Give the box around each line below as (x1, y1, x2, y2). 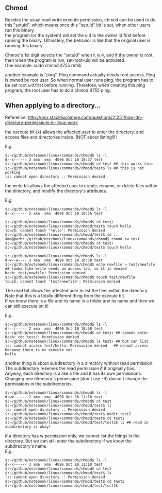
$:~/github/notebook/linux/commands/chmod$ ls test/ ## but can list (5, 339, 149, 344)
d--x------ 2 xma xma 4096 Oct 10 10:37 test (5, 157, 103, 162)
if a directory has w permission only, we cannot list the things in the (5, 433, 140, 439)
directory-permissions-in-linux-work (5, 119, 78, 125)
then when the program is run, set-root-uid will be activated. (5, 57, 126, 63)
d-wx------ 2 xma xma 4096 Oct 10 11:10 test (5, 394, 103, 399)
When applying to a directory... (5, 102, 101, 110)
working (5, 170, 21, 175)
